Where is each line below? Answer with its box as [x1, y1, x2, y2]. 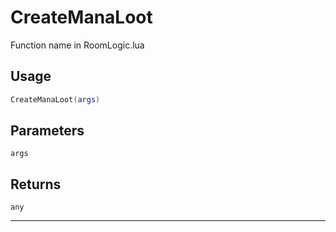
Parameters [10, 122, 85, 140]
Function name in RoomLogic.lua [10, 39, 145, 51]
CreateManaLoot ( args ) [10, 94, 101, 105]
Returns [10, 176, 62, 193]
